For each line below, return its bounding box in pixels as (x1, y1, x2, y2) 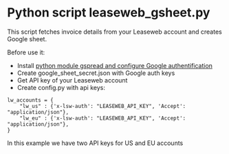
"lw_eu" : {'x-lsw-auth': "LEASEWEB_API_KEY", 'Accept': (19, 115, 186, 122)
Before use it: (7, 48, 45, 56)
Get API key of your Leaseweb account (17, 76, 128, 84)
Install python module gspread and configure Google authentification (17, 61, 213, 69)
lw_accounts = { (7, 96, 54, 104)
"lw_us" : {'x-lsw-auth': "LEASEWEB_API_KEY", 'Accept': (19, 102, 186, 109)
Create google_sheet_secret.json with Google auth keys (17, 69, 175, 77)
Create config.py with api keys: (17, 83, 105, 91)
